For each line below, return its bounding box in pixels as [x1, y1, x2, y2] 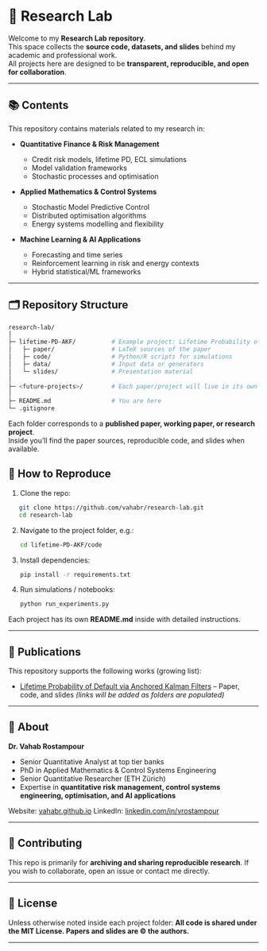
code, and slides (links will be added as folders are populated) [19, 690, 225, 700]
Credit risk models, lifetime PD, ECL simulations [31, 154, 187, 164]
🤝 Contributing [8, 837, 83, 850]
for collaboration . [8, 67, 67, 76]
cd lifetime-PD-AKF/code [19, 540, 103, 549]
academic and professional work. [8, 50, 118, 60]
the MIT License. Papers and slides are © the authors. [8, 926, 189, 936]
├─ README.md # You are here [8, 397, 161, 405]
